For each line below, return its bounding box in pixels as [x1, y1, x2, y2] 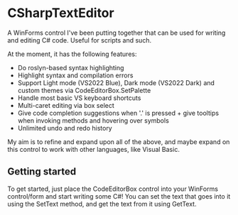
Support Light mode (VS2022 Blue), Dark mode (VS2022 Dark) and [17, 78, 215, 87]
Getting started [7, 165, 77, 178]
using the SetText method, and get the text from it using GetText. [7, 199, 197, 208]
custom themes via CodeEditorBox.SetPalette [17, 86, 151, 94]
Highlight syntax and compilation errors [17, 71, 134, 79]
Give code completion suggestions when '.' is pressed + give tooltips [17, 109, 219, 117]
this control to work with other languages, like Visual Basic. [7, 145, 180, 153]
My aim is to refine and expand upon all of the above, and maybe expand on [7, 137, 230, 146]
